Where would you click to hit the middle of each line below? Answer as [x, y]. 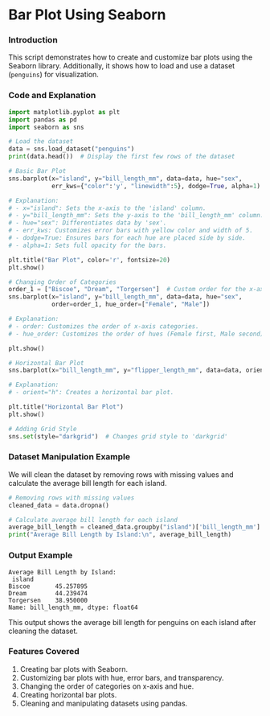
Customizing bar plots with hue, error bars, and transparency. [122, 677]
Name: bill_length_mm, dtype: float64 [73, 607]
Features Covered [44, 652]
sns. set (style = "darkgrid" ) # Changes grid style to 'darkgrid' [118, 436]
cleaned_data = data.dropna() [59, 505]
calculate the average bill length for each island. [88, 483]
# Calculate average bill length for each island [93, 520]
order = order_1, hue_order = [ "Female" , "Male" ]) [131, 305]
